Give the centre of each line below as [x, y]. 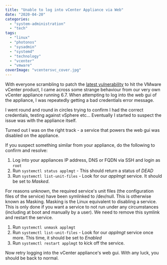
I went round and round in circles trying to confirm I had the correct [74, 110]
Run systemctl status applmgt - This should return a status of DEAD [83, 171]
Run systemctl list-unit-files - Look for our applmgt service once [83, 232]
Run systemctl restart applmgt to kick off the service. [69, 243]
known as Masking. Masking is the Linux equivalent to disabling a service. [81, 202]
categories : [17, 19]
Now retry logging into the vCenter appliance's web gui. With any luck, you [82, 253]
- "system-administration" [38, 24]
